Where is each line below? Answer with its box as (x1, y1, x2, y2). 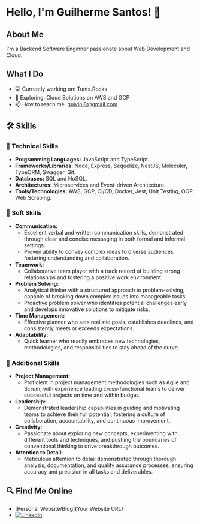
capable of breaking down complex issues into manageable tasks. (23, 292, 187, 300)
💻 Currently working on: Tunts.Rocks (14, 85, 108, 92)
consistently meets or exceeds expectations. (23, 324, 135, 332)
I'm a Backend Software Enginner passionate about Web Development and (6, 45, 190, 52)
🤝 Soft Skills (6, 209, 42, 217)
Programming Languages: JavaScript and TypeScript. (14, 155, 150, 163)
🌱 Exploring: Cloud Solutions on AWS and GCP (14, 94, 130, 101)
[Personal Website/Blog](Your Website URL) (14, 505, 124, 512)
